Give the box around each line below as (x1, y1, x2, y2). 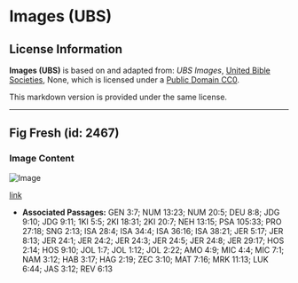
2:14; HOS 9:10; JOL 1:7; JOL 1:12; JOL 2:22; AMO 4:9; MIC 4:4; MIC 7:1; (21, 244, 285, 255)
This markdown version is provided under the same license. (9, 91, 228, 102)
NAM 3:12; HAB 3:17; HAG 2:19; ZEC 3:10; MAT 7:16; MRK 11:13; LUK (21, 254, 269, 264)
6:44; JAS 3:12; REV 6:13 (21, 263, 114, 274)
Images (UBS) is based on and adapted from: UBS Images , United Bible (9, 65, 271, 75)
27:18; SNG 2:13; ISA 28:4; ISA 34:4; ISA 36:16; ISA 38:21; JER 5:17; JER (21, 225, 284, 236)
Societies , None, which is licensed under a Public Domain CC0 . (9, 75, 240, 85)
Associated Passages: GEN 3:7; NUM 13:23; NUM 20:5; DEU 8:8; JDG (21, 207, 280, 217)
